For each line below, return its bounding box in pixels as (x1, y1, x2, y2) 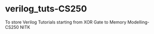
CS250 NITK (5, 24, 30, 30)
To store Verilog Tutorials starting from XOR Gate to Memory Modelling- (5, 19, 150, 25)
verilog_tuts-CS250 (5, 3, 87, 14)
